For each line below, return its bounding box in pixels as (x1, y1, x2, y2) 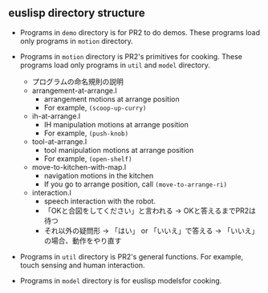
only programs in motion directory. (19, 36, 134, 46)
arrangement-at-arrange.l (31, 86, 118, 95)
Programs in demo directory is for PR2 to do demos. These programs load (19, 27, 261, 37)
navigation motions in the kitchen (43, 171, 154, 180)
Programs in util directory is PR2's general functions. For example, (19, 251, 244, 261)
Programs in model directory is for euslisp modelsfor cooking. (19, 275, 222, 285)
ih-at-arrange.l (31, 111, 81, 121)
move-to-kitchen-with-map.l (31, 162, 127, 171)
